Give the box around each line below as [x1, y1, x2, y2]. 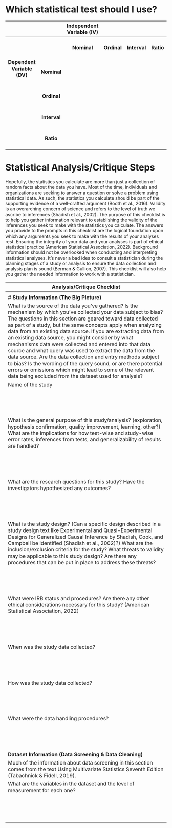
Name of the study [8, 380, 53, 388]
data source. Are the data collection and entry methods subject [8, 353, 160, 360]
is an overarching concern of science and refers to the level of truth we [5, 206, 155, 212]
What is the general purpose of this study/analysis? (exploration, [8, 416, 163, 423]
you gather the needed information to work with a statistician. [5, 271, 135, 277]
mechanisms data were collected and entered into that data [8, 341, 151, 348]
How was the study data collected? [8, 679, 92, 686]
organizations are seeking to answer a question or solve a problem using [5, 189, 159, 196]
